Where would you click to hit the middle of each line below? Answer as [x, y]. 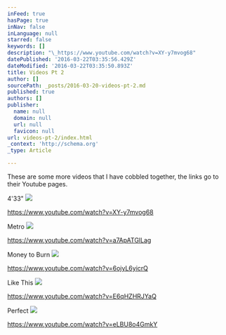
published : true [31, 92]
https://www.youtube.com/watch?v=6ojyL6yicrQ [78, 268]
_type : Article [29, 151]
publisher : [23, 105]
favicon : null [34, 131]
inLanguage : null [33, 33]
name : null [29, 111]
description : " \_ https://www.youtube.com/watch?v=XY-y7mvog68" [102, 53]
